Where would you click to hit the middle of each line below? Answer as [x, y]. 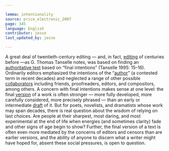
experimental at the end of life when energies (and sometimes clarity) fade [83, 121]
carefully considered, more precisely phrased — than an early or [73, 100]
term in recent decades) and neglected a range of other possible [73, 78]
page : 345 [16, 24]
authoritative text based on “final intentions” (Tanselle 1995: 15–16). [75, 67]
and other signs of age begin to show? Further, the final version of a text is [83, 127]
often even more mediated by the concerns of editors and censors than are [84, 132]
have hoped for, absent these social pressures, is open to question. [76, 143]
